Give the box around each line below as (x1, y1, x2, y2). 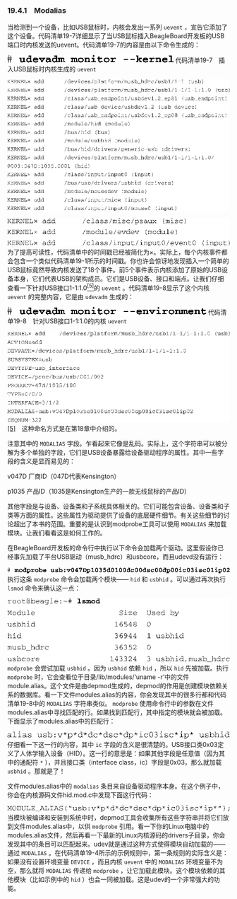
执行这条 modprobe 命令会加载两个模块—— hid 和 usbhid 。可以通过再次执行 (7, 574, 226, 584)
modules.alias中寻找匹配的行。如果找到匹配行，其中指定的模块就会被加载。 (7, 708, 227, 717)
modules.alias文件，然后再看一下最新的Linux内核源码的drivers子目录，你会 (7, 831, 226, 840)
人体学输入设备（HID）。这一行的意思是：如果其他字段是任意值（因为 (19, 749, 219, 758)
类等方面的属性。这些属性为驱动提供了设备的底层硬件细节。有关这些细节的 (7, 511, 224, 519)
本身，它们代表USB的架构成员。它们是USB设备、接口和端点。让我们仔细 (13, 274, 224, 283)
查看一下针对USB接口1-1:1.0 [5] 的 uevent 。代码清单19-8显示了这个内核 (7, 282, 210, 292)
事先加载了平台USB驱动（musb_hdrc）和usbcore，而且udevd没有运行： (13, 552, 224, 561)
